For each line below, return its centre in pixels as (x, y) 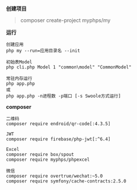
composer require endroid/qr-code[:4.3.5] (58, 124)
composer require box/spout (40, 154)
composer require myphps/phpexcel (48, 160)
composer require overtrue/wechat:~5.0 (55, 176)
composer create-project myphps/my (65, 20)
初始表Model (19, 62)
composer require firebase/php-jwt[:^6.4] (58, 139)
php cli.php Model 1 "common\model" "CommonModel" (69, 67)
